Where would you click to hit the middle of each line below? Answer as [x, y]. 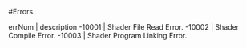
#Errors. [22, 12]
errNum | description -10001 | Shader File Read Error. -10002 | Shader [123, 27]
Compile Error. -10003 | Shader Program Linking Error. [98, 36]
